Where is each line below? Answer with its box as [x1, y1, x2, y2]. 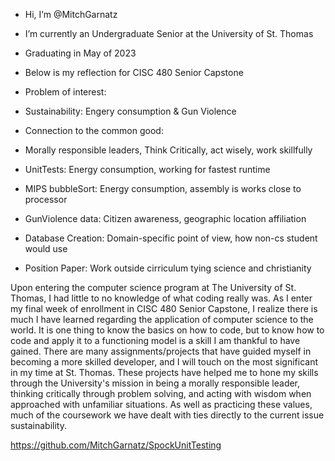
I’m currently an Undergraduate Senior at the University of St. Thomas [24, 28, 314, 39]
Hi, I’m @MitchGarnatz [24, 9, 118, 20]
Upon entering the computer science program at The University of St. [10, 282, 297, 293]
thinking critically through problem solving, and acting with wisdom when [10, 388, 312, 399]
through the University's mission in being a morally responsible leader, [10, 377, 301, 389]
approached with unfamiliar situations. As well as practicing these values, [10, 399, 313, 410]
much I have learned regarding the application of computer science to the [10, 314, 314, 325]
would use [24, 243, 68, 254]
